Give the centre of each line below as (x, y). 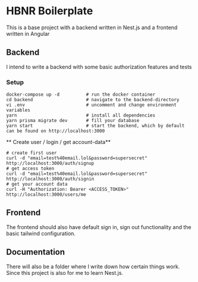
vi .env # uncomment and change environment (92, 105)
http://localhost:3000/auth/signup (50, 164)
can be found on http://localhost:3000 (56, 131)
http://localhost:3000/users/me (46, 195)
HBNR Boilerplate (50, 11)
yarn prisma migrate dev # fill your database (73, 121)
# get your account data (37, 184)
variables (18, 110)
